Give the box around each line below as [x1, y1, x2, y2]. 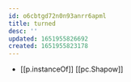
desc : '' [8, 27, 38, 35]
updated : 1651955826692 [8, 34, 89, 43]
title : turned [8, 19, 57, 28]
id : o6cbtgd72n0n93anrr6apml [8, 11, 107, 20]
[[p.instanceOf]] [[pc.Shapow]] [19, 64, 124, 74]
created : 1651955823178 [8, 42, 89, 50]
